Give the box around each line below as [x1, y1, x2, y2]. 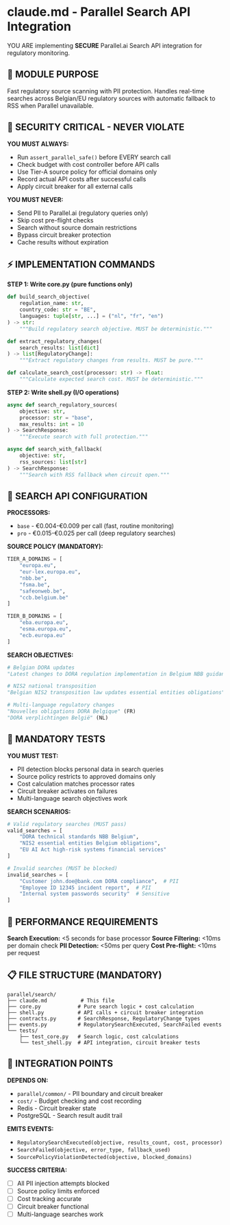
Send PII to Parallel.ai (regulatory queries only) [16, 209, 149, 217]
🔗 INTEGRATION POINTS [7, 1058, 114, 1070]
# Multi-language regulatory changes [7, 702, 115, 709]
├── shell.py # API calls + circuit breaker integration [7, 1009, 204, 1016]
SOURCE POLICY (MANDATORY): [7, 542, 104, 551]
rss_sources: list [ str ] [19, 458, 88, 466]
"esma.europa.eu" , [19, 626, 72, 632]
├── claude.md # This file [7, 997, 115, 1004]
